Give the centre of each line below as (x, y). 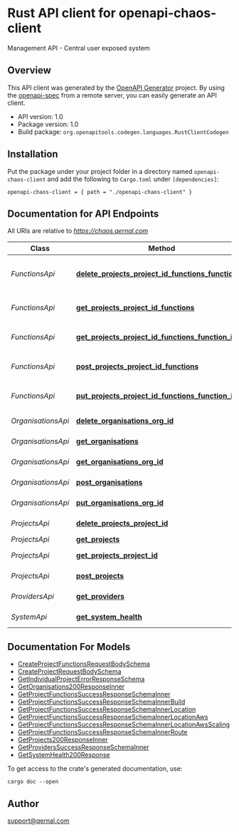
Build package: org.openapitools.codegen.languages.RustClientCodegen (123, 132)
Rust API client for (62, 13)
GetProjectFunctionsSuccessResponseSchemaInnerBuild (101, 702)
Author (23, 803)
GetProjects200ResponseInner (63, 740)
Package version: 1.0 (48, 124)
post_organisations (109, 483)
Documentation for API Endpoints (83, 214)
